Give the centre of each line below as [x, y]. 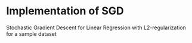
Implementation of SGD [65, 11]
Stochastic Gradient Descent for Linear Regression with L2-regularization [96, 27]
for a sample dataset [31, 33]
